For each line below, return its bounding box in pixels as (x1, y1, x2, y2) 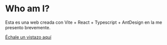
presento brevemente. (5, 24, 51, 30)
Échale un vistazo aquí (5, 34, 51, 40)
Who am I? (5, 3, 50, 14)
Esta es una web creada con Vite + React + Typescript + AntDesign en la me (5, 19, 163, 25)
